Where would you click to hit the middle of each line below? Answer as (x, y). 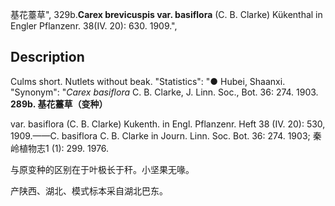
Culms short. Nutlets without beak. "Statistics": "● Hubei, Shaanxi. (148, 81)
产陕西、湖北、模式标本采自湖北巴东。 (89, 190)
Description (47, 57)
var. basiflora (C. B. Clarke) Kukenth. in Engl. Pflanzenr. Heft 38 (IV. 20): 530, (168, 124)
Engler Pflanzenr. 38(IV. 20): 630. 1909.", (94, 26)
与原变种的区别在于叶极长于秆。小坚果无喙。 (102, 169)
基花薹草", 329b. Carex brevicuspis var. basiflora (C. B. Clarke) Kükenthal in (166, 14)
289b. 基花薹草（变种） (59, 104)
